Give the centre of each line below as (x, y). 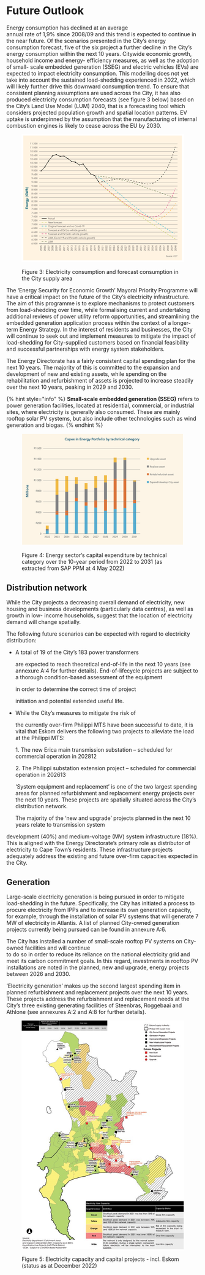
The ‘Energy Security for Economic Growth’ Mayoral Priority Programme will (102, 290)
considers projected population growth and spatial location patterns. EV (97, 112)
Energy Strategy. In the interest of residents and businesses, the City (106, 329)
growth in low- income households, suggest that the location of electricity (99, 615)
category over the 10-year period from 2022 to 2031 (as (92, 562)
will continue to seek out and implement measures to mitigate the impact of (101, 336)
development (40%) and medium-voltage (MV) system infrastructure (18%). (102, 836)
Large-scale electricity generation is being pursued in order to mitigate (95, 897)
